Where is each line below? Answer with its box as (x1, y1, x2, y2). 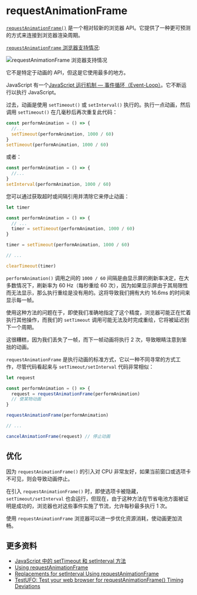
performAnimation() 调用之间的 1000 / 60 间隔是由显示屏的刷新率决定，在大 (6, 274, 189, 281)
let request (6, 375, 35, 380)
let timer (6, 204, 30, 210)
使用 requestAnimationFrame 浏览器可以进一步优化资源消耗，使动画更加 (6, 515, 178, 522)
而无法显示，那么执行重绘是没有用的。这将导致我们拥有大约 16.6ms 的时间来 (6, 289, 191, 296)
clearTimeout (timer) (6, 263, 57, 269)
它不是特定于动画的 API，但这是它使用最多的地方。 (6, 69, 129, 76)
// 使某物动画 (11, 396, 42, 402)
